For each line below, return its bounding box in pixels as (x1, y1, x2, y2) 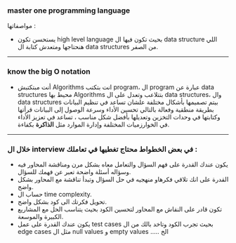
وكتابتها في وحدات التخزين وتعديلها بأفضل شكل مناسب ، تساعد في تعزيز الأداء (17, 112, 221, 121)
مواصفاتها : (7, 22, 37, 30)
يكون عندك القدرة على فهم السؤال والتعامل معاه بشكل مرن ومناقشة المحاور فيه (17, 160, 228, 169)
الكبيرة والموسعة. (17, 212, 64, 221)
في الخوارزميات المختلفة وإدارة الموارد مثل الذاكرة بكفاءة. (17, 120, 170, 129)
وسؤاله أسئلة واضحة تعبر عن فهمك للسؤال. (17, 167, 131, 176)
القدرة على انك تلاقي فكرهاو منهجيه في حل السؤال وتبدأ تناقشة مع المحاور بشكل (17, 175, 229, 183)
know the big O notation (7, 67, 91, 77)
